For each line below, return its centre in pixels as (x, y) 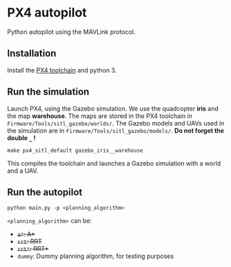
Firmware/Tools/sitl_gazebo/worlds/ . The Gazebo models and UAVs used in (116, 123)
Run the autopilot (45, 192)
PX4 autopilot (47, 13)
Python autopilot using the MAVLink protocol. (71, 32)
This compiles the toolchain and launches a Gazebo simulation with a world (114, 163)
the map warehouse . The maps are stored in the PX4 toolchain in (100, 116)
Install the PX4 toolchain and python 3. (62, 70)
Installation (32, 53)
